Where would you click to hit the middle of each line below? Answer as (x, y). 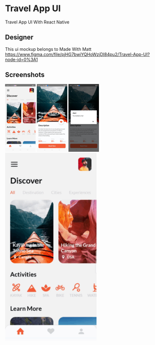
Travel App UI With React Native (37, 22)
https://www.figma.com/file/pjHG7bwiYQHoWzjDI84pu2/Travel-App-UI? (77, 54)
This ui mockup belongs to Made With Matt (48, 49)
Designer (19, 37)
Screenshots (25, 75)
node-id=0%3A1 (21, 60)
